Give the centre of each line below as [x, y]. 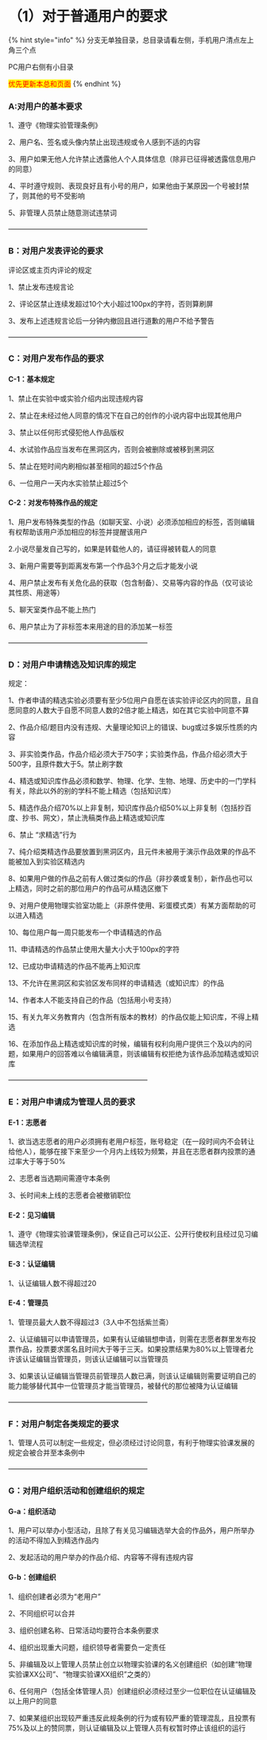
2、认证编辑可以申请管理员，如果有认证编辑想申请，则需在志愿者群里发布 [129, 1338]
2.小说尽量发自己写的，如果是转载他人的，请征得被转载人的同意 [112, 549]
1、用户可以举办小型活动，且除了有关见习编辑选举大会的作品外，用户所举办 [132, 1530]
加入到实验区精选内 [53, 862]
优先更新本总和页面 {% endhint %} [65, 84]
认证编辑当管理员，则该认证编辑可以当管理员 [95, 1358]
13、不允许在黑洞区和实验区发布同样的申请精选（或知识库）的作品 [116, 983]
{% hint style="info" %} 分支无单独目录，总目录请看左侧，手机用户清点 [124, 40]
